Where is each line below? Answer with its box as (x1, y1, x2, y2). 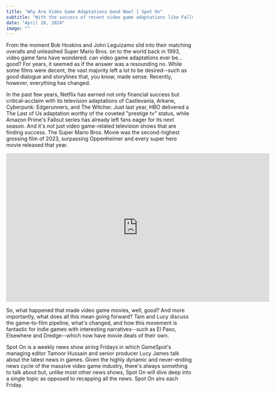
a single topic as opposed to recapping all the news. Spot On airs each (6, 375, 179, 382)
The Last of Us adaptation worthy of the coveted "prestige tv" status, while (6, 110, 190, 117)
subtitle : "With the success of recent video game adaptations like (6, 14, 179, 20)
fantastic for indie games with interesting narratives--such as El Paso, (6, 326, 177, 333)
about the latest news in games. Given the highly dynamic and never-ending (6, 356, 192, 363)
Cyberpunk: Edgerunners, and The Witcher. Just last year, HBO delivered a (6, 103, 189, 111)
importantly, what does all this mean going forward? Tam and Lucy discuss (6, 313, 189, 320)
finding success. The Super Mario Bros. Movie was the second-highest (6, 129, 180, 136)
